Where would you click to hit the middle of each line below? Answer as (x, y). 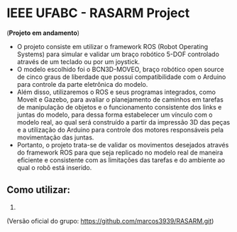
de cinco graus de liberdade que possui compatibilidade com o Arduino (121, 77)
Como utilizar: (39, 190)
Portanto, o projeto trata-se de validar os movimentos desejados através (123, 144)
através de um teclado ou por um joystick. (78, 61)
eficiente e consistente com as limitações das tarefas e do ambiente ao (121, 160)
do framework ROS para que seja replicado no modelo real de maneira (120, 152)
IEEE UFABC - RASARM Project (98, 13)
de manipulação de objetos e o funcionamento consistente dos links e (119, 107)
